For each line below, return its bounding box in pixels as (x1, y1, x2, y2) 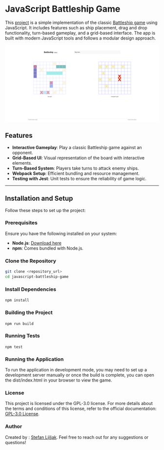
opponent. (12, 150, 33, 155)
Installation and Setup (5, 194, 73, 203)
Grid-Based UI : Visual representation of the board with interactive (12, 155, 145, 161)
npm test (5, 344, 23, 349)
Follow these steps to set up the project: (5, 207, 86, 213)
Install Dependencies (5, 286, 57, 293)
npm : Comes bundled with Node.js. (12, 245, 84, 251)
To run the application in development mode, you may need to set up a (5, 367, 147, 373)
